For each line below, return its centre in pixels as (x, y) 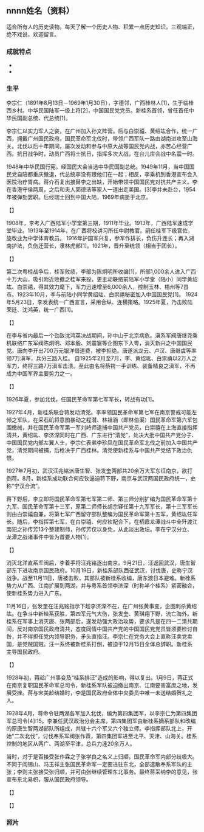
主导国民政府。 (25, 652)
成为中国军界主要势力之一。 (41, 373)
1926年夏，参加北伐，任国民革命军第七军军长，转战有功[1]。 (82, 400)
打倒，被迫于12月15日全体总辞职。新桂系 (142, 644)
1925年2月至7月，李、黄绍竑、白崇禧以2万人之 (138, 358)
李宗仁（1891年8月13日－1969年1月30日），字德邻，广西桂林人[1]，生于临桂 (100, 103)
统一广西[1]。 (60, 310)
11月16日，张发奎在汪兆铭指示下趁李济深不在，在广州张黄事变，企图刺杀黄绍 (102, 606)
